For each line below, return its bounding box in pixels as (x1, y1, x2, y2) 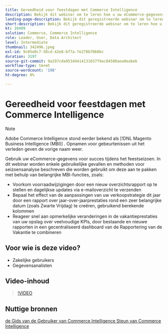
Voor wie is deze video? (5, 244, 81, 252)
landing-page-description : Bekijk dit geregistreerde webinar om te (5, 17, 151, 22)
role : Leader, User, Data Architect (5, 36, 81, 41)
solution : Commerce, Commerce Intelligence (5, 31, 97, 36)
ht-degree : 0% (5, 73, 35, 78)
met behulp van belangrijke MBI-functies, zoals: (5, 171, 104, 178)
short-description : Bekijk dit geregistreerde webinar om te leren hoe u (5, 21, 162, 27)
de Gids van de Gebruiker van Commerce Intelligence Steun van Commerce (5, 318, 161, 324)
